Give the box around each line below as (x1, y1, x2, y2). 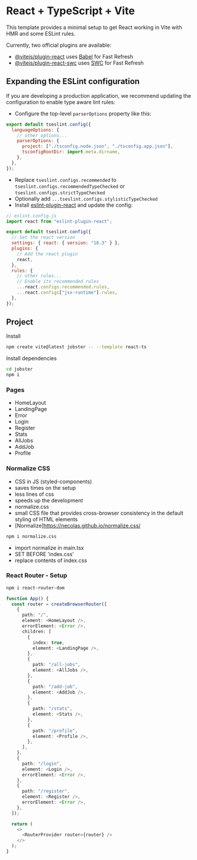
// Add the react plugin (17, 251, 78, 257)
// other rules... (17, 273, 62, 279)
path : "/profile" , (32, 727, 78, 734)
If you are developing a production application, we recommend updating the (6, 92, 191, 99)
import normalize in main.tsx (14, 544, 85, 551)
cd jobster (6, 366, 33, 373)
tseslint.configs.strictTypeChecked (14, 190, 105, 196)
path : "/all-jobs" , (32, 662, 81, 668)
